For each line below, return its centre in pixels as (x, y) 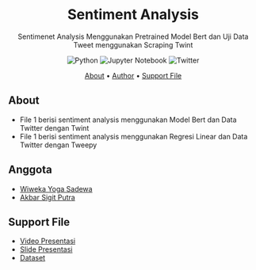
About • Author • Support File (133, 75)
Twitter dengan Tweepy (58, 145)
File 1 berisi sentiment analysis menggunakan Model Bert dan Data (128, 120)
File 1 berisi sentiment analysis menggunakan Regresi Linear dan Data (134, 136)
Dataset (32, 258)
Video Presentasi (48, 241)
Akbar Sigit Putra (47, 197)
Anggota (31, 170)
